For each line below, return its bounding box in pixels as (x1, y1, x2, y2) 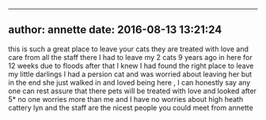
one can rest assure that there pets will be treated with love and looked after (8, 86, 257, 96)
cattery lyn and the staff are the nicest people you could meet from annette (8, 103, 253, 112)
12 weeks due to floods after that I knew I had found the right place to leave (8, 61, 254, 70)
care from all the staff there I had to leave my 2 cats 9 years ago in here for (8, 52, 253, 62)
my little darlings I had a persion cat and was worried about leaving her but (8, 69, 253, 79)
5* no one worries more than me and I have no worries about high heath (8, 94, 244, 103)
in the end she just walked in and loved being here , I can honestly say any (8, 77, 251, 87)
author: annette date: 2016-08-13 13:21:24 (8, 23, 222, 36)
